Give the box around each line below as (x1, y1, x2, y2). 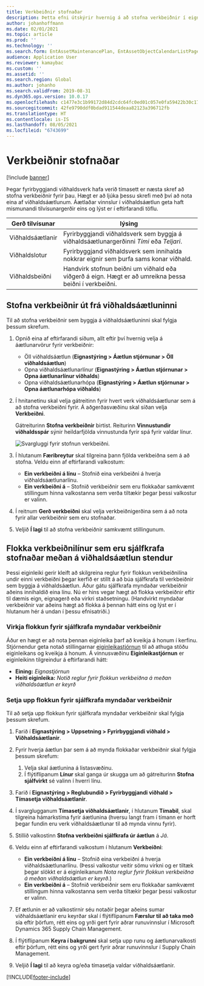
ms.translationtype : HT (6, 111, 67, 117)
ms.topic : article (6, 32, 53, 38)
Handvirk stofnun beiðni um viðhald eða (63, 264, 177, 273)
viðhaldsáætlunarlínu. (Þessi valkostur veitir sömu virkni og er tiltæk (24, 862, 194, 869)
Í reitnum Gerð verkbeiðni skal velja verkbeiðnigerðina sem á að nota (15, 507, 188, 515)
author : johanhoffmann (6, 20, 64, 26)
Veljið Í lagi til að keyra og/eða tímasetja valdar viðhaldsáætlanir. (15, 962, 175, 969)
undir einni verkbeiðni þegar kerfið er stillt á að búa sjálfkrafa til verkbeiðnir (6, 575, 194, 583)
